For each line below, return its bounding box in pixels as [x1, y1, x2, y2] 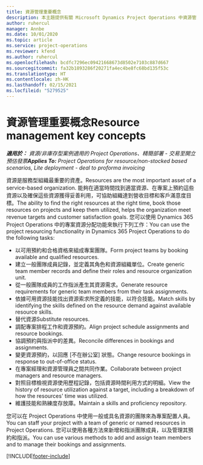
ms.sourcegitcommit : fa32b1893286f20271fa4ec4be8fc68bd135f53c [6, 65, 169, 71]
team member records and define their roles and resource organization [14, 267, 192, 274]
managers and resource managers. [14, 372, 103, 379]
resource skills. [14, 308, 53, 315]
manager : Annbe [6, 25, 45, 32]
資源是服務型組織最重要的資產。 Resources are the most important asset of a [6, 176, 196, 183]
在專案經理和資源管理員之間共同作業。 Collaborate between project [14, 364, 182, 372]
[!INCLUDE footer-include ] [6, 452, 71, 460]
